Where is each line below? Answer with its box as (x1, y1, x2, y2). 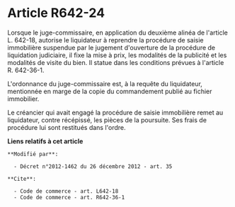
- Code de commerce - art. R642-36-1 (13, 194, 125, 201)
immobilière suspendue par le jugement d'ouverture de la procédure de (7, 43, 216, 52)
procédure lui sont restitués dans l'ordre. (7, 123, 126, 131)
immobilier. (7, 94, 40, 103)
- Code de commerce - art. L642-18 (13, 187, 119, 195)
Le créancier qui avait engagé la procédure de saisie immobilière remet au (7, 108, 224, 117)
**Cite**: (7, 175, 37, 182)
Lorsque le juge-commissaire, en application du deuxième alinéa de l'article (7, 28, 229, 37)
